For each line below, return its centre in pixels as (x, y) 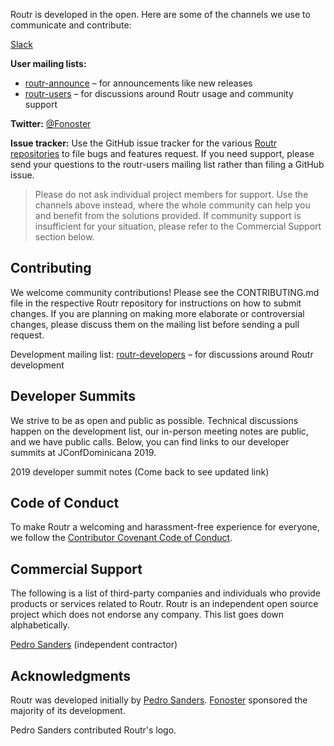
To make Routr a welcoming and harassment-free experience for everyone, (165, 527)
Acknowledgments (71, 675)
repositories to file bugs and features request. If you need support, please (162, 153)
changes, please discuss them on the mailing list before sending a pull (155, 324)
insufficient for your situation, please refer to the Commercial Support (178, 226)
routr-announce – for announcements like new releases (138, 83)
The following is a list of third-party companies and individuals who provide (166, 593)
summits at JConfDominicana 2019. (83, 452)
